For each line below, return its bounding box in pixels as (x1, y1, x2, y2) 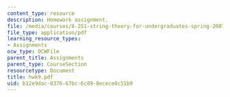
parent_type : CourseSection (7, 61, 88, 68)
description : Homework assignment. (7, 16, 109, 23)
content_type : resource (7, 10, 75, 17)
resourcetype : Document (7, 67, 75, 74)
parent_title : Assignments (7, 55, 84, 61)
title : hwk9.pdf (7, 73, 53, 81)
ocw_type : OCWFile (7, 48, 60, 55)
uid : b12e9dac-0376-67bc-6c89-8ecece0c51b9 (7, 80, 133, 87)
